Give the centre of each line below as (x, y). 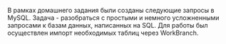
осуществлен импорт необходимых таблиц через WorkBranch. (103, 33)
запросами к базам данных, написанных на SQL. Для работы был (108, 25)
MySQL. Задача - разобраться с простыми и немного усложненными (113, 18)
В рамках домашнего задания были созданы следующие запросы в (111, 10)
